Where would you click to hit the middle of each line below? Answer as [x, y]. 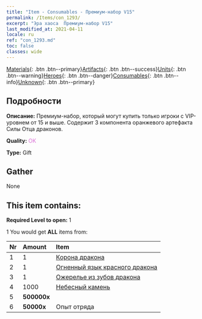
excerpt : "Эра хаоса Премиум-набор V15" [60, 23]
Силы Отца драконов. [34, 129]
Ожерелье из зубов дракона [98, 277]
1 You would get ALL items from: [47, 232]
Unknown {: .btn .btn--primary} [56, 82]
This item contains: [44, 205]
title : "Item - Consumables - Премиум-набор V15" [71, 12]
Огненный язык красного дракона [106, 267]
